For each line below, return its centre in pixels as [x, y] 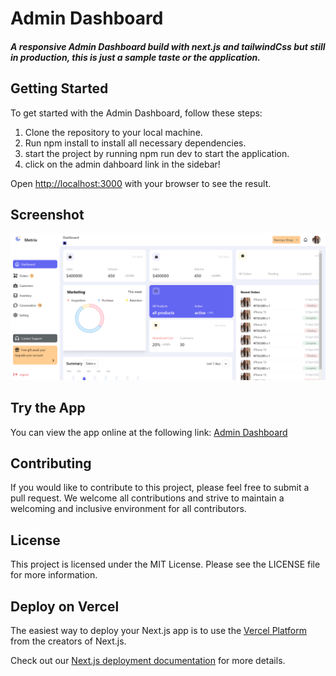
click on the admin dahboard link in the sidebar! [122, 164]
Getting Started [59, 88]
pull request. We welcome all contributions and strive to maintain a [147, 498]
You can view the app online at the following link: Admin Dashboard [149, 432]
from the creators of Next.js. [68, 641]
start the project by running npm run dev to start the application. [157, 153]
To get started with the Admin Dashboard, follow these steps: [136, 113]
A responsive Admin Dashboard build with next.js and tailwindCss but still [168, 46]
